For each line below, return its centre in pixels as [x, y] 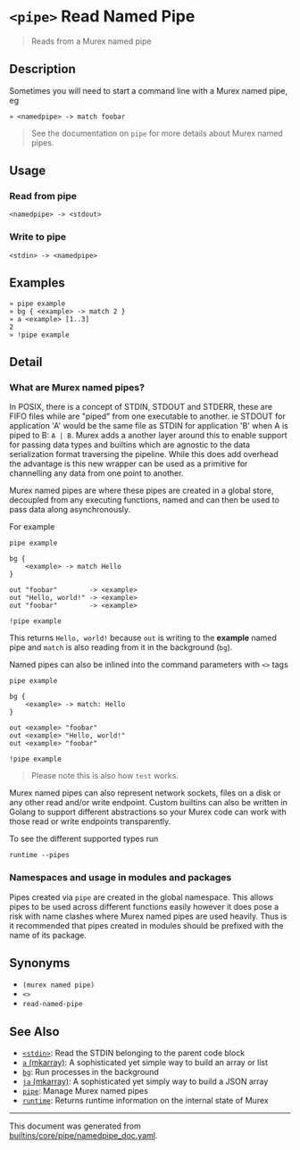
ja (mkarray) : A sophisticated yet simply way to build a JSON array [145, 1081]
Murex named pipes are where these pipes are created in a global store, [142, 491]
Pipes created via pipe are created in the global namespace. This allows [142, 897]
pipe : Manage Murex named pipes [85, 1091]
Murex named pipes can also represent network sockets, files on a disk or [145, 793]
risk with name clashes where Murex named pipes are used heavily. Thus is [148, 916]
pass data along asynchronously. [70, 510]
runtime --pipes [39, 855]
